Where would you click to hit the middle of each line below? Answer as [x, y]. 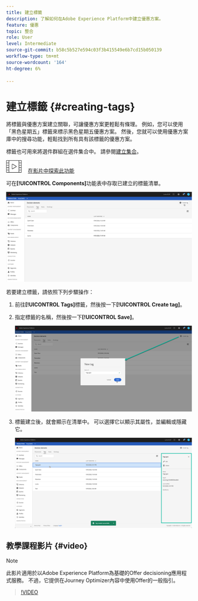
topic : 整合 [20, 31]
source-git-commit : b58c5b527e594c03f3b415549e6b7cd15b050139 [84, 50]
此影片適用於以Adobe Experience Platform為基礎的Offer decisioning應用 [94, 573]
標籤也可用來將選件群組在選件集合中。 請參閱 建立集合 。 [74, 151]
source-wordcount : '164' [37, 62]
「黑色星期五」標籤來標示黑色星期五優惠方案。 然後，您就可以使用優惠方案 [97, 132]
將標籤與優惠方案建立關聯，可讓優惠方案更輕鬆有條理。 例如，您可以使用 [95, 124]
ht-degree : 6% [24, 69]
